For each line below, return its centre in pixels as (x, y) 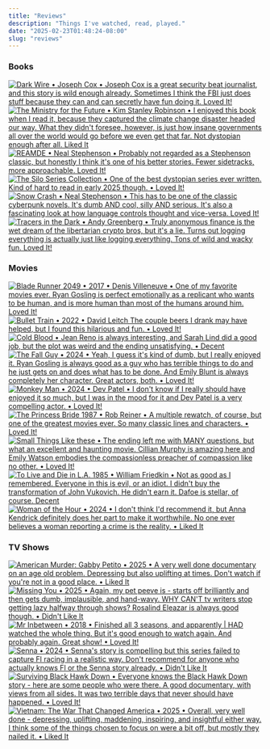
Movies (23, 268)
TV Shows (29, 547)
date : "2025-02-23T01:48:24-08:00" (68, 31)
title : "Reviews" (37, 16)
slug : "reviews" (35, 38)
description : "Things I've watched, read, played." (97, 23)
